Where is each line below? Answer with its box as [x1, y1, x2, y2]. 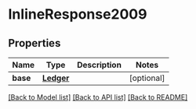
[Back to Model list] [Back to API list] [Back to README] [8, 93, 188, 102]
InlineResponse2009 [8, 5, 147, 23]
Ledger [42, 72, 70, 83]
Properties [8, 37, 61, 50]
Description [77, 60, 122, 70]
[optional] [129, 72, 165, 83]
